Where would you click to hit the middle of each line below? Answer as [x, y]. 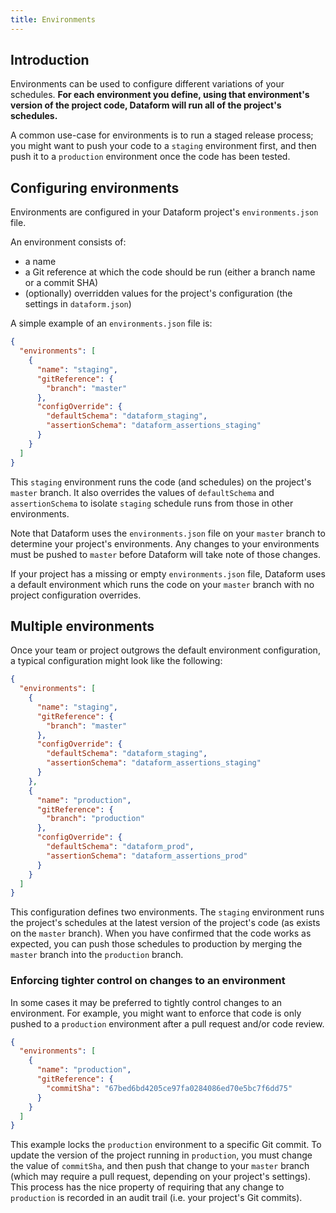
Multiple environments [82, 626]
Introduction [50, 60]
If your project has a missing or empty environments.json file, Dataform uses [168, 573]
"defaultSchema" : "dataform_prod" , [120, 847]
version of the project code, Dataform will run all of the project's [146, 105]
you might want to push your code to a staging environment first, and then [163, 146]
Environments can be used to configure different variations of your [147, 84]
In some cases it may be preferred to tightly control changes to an [146, 1002]
